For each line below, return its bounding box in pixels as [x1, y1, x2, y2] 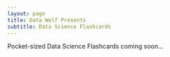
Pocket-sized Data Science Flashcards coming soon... [7, 42, 164, 51]
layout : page [7, 10, 46, 17]
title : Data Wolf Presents [7, 17, 86, 24]
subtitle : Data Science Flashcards [7, 23, 112, 30]
